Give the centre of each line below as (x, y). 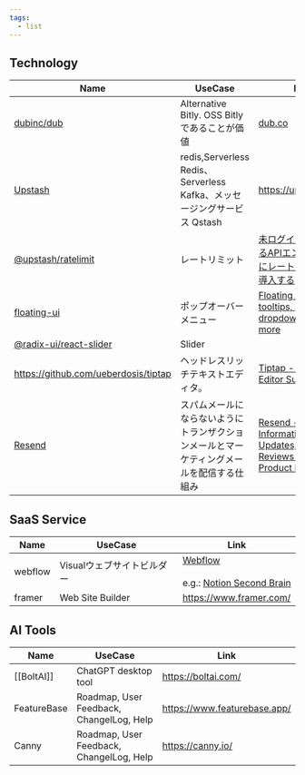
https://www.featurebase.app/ (226, 708)
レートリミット (212, 260)
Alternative (203, 103)
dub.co (273, 123)
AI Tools (33, 630)
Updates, (278, 446)
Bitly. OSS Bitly (212, 115)
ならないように (212, 418)
